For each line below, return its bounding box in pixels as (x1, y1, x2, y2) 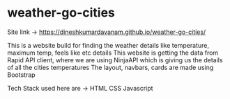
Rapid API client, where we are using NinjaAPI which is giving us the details (7, 55, 223, 64)
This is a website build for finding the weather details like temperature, (7, 41, 209, 49)
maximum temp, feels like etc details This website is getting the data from (7, 48, 219, 57)
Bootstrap (7, 71, 36, 79)
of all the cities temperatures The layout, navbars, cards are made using (7, 63, 214, 71)
